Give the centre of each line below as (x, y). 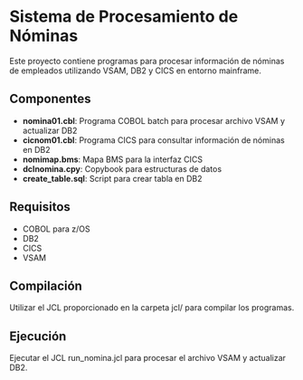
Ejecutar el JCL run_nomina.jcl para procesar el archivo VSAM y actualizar (148, 358)
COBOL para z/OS (56, 229)
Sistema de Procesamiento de (124, 17)
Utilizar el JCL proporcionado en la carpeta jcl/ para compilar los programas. (152, 308)
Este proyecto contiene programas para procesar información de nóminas (147, 61)
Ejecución (38, 336)
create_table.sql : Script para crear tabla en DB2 (112, 178)
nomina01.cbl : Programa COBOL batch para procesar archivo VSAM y (154, 120)
